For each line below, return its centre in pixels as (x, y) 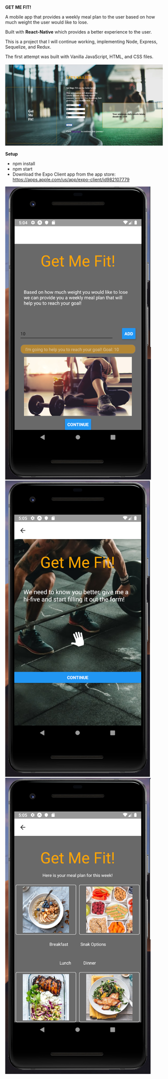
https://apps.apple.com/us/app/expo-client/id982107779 (71, 179)
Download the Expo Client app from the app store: (64, 174)
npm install (24, 163)
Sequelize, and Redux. (28, 47)
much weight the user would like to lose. (47, 22)
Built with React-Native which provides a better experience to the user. (78, 32)
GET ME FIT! (18, 7)
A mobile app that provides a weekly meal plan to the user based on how (80, 17)
